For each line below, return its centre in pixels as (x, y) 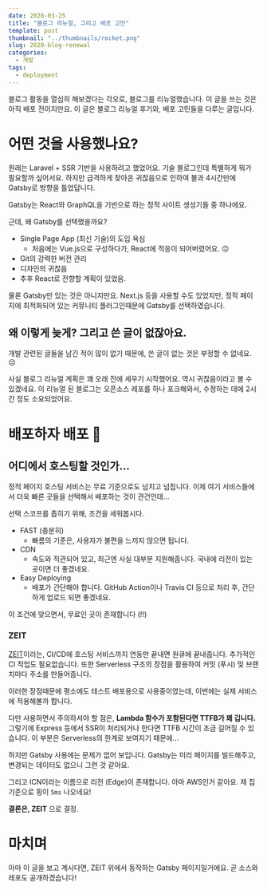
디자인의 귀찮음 (43, 268)
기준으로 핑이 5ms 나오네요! (50, 792)
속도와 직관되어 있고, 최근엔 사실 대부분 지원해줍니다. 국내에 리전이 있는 (142, 559)
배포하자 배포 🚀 (55, 434)
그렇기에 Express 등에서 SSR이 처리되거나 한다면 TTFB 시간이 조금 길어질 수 (127, 728)
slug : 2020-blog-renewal (49, 45)
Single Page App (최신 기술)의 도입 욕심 (82, 238)
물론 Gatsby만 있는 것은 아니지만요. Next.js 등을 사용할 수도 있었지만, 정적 (124, 295)
